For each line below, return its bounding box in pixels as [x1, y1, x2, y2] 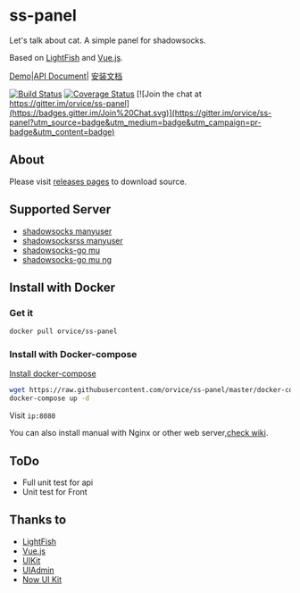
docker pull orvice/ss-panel [9, 327, 118, 336]
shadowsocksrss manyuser [21, 235, 123, 246]
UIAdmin [21, 564, 55, 575]
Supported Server [9, 202, 112, 217]
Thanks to [9, 513, 67, 528]
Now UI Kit [21, 573, 62, 585]
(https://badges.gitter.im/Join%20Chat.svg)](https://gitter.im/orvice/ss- [9, 107, 272, 118]
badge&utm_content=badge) [9, 126, 115, 137]
